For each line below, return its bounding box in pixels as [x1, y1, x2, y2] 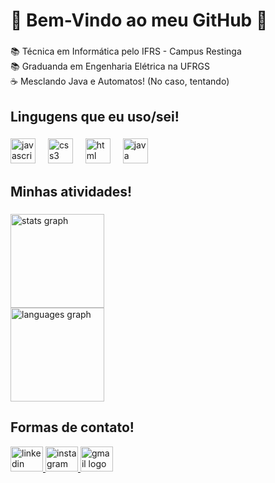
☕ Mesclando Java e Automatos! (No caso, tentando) [10, 75, 230, 88]
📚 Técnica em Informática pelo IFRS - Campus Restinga [10, 45, 242, 58]
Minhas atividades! [10, 183, 133, 200]
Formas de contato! [10, 419, 135, 436]
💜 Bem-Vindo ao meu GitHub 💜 [10, 9, 268, 32]
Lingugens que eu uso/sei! [10, 108, 180, 125]
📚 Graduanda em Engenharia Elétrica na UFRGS [10, 60, 210, 73]
